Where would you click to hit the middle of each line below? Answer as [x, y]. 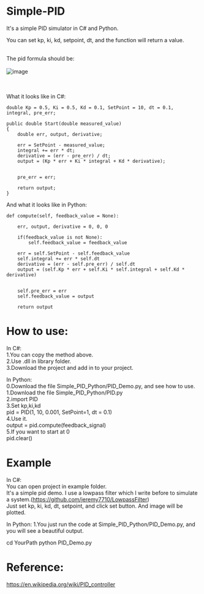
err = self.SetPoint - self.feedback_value [74, 253]
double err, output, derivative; [60, 134]
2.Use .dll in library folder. [39, 361]
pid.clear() [19, 438]
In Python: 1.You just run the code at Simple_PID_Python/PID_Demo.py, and [101, 524]
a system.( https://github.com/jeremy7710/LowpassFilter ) [78, 499]
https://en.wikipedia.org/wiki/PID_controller [61, 584]
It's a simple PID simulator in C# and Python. [62, 28]
